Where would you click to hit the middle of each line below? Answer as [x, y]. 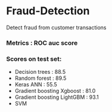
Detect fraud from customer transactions [56, 27]
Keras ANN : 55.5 [36, 85]
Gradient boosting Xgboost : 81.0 [55, 91]
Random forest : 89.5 [41, 78]
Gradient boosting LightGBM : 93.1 [57, 97]
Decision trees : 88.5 [40, 72]
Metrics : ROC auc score [42, 43]
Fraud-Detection [48, 11]
